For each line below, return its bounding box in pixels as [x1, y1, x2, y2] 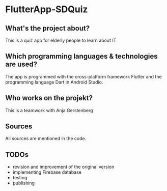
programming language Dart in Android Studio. [5, 79, 103, 85]
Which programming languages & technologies [5, 52, 158, 61]
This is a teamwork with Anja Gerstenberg [5, 107, 93, 113]
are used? [5, 60, 38, 69]
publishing [12, 180, 35, 186]
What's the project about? [5, 24, 90, 33]
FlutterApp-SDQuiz [5, 4, 88, 15]
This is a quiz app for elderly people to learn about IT [5, 37, 117, 43]
